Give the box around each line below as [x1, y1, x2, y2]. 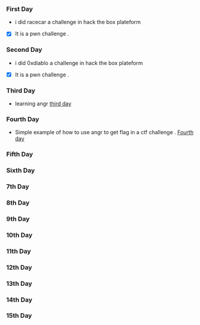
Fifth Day [6, 150, 33, 158]
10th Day [6, 231, 33, 239]
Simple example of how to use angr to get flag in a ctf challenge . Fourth [14, 129, 194, 136]
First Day [6, 5, 33, 13]
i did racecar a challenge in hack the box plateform [14, 19, 141, 26]
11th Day [6, 247, 31, 255]
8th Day [6, 199, 30, 206]
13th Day [6, 279, 32, 288]
